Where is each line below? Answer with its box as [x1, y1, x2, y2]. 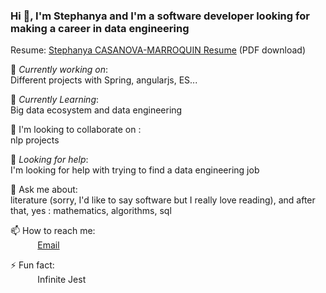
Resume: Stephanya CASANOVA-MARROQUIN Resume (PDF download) [10, 44, 307, 56]
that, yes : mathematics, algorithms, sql [10, 205, 172, 217]
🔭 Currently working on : [10, 64, 109, 76]
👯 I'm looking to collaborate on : [10, 124, 142, 136]
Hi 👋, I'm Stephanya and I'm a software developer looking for [10, 9, 310, 23]
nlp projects [10, 134, 60, 146]
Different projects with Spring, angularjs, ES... [10, 74, 198, 86]
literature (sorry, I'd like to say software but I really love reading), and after [10, 194, 316, 206]
